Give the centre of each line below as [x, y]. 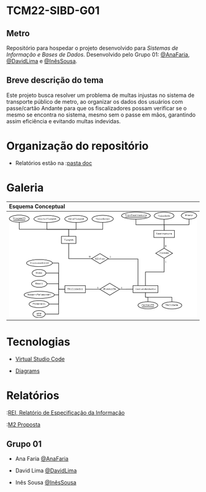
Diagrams [27, 371]
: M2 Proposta [24, 425]
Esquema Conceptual [37, 207]
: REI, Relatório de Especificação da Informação [66, 413]
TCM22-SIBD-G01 [53, 11]
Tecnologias [38, 342]
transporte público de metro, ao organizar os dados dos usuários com [95, 101]
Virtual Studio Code [40, 359]
